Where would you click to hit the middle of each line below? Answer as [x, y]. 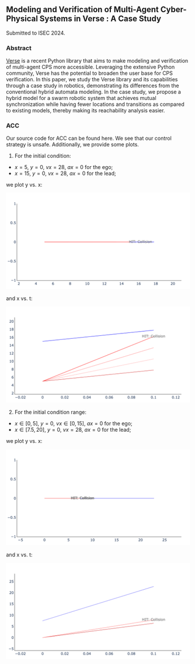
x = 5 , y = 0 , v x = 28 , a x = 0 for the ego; [64, 167]
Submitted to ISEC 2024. [36, 33]
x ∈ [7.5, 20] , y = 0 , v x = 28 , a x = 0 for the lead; [73, 430]
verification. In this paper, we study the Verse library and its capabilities [92, 80]
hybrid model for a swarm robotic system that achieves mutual [81, 98]
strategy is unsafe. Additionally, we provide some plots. [72, 145]
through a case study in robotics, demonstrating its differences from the [93, 86]
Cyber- [173, 10]
